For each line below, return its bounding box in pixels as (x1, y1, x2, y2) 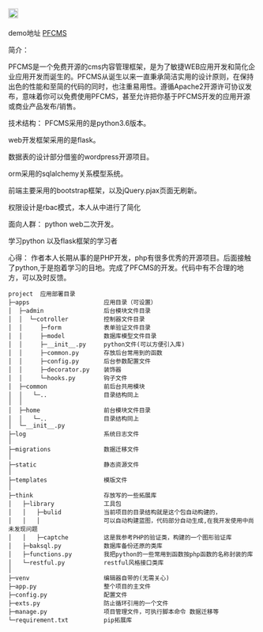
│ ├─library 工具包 (8, 500, 122, 508)
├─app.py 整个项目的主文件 (8, 582, 152, 590)
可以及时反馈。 (21, 272, 71, 282)
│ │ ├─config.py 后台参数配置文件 (8, 357, 152, 365)
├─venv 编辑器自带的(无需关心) (8, 574, 170, 582)
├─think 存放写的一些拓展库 (8, 491, 157, 499)
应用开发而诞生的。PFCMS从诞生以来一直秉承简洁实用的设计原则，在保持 (14, 71, 254, 81)
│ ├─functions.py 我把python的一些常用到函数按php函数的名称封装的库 (8, 550, 254, 558)
